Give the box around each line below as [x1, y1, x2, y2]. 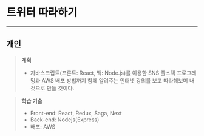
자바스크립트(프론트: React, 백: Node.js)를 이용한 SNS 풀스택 [30, 69, 176, 76]
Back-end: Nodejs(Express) [30, 116, 100, 123]
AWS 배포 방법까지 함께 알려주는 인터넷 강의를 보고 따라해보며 [41, 76, 188, 84]
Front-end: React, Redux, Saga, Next [30, 109, 122, 117]
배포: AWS [30, 123, 56, 131]
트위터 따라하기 [6, 5, 78, 19]
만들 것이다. [46, 84, 75, 92]
